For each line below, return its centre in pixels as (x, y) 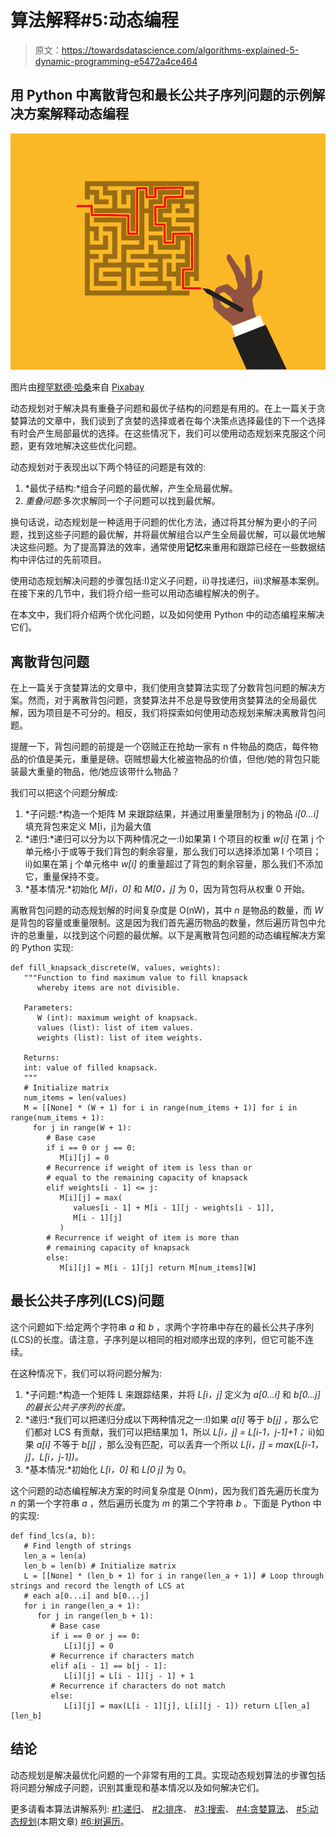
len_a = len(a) (55, 1556)
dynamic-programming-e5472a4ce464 (116, 61)
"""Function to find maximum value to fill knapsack (135, 977)
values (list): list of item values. (115, 1027)
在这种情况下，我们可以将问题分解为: (86, 1373)
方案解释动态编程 (76, 114)
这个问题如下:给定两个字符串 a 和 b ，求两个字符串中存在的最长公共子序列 (162, 1327)
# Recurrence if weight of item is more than (143, 1237)
